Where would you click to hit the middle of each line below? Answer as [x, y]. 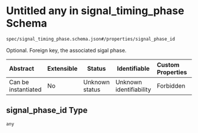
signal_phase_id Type [47, 110]
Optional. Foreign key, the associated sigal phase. [66, 50]
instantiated [25, 89]
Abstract [22, 68]
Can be [19, 82]
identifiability [133, 89]
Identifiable [133, 68]
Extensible [62, 68]
